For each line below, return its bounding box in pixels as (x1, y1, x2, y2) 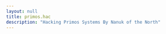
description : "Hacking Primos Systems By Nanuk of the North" (6, 19, 161, 25)
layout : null (6, 8, 38, 14)
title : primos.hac (6, 14, 51, 20)
